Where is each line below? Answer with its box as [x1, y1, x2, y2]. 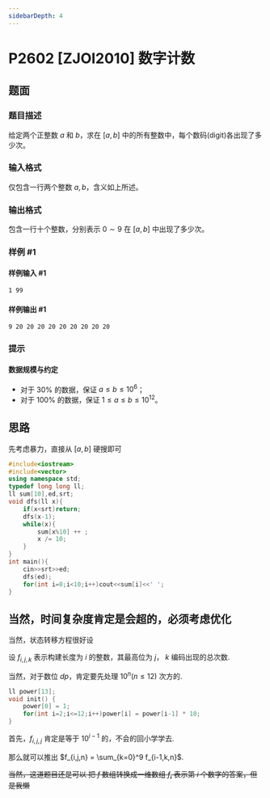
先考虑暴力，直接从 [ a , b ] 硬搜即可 [8, 444, 122, 454]
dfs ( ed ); [23, 572, 53, 581]
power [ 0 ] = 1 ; [23, 703, 70, 711]
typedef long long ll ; [8, 483, 85, 491]
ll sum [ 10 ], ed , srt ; [8, 490, 74, 498]
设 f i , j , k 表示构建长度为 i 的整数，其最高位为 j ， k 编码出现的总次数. [8, 652, 230, 664]
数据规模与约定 [8, 365, 58, 374]
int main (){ [8, 558, 49, 566]
